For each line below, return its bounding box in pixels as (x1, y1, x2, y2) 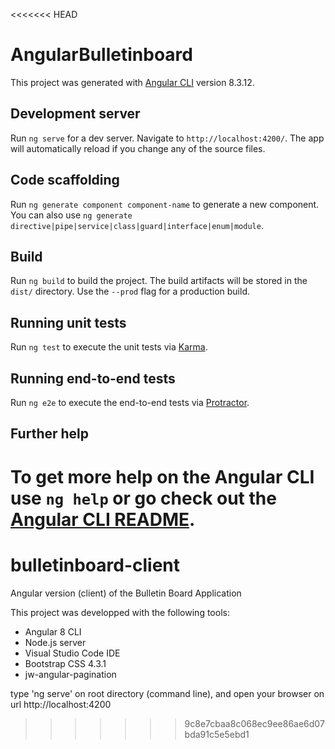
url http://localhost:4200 (10, 698, 112, 710)
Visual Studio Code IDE (24, 647, 121, 659)
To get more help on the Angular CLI (10, 465, 315, 488)
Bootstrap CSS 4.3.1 (24, 657, 107, 669)
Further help (10, 425, 90, 443)
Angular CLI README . (10, 508, 196, 531)
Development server (10, 105, 141, 123)
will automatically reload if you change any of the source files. (10, 142, 266, 154)
